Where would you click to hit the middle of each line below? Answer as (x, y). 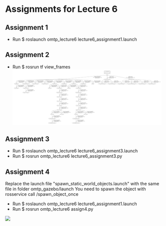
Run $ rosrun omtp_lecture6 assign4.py (53, 209)
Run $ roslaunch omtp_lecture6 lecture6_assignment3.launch (75, 151)
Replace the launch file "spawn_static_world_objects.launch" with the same (82, 184)
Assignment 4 (27, 172)
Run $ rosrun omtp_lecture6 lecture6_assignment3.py (67, 156)
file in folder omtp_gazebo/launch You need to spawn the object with (76, 189)
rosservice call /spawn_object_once (42, 194)
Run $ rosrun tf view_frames (41, 67)
